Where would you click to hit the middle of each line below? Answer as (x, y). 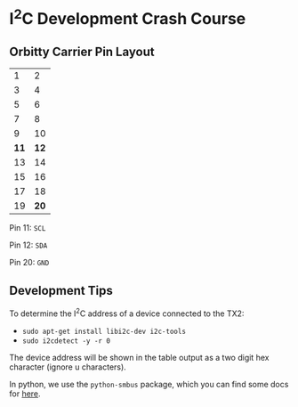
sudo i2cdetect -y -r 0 (66, 341)
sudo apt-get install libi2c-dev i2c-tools (104, 331)
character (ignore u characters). (68, 367)
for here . (25, 394)
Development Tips (61, 290)
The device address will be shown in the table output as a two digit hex (139, 357)
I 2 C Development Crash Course (128, 17)
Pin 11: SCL (28, 228)
